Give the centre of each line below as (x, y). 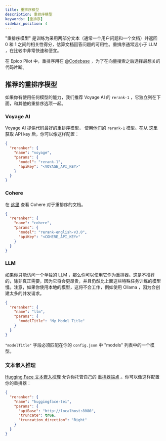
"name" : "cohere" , (33, 223)
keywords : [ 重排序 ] (24, 19)
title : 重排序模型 (22, 10)
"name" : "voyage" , (33, 153)
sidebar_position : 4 (26, 24)
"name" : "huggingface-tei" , (43, 401)
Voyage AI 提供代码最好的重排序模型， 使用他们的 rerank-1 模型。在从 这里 (82, 128)
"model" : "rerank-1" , (41, 162)
